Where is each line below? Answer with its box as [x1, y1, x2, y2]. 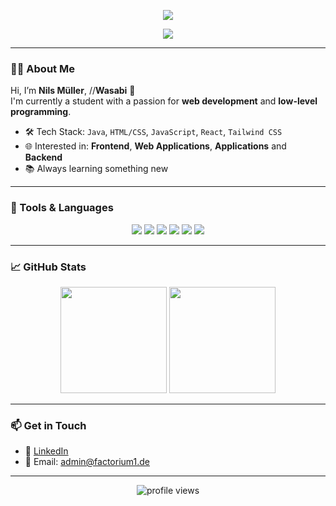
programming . [10, 106, 72, 118]
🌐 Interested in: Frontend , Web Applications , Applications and [24, 140, 287, 152]
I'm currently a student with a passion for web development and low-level [10, 95, 318, 107]
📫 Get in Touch [10, 418, 87, 432]
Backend [24, 151, 63, 164]
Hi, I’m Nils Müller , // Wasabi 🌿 [10, 85, 136, 97]
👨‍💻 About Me [10, 61, 75, 75]
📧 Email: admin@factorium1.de [24, 456, 151, 468]
